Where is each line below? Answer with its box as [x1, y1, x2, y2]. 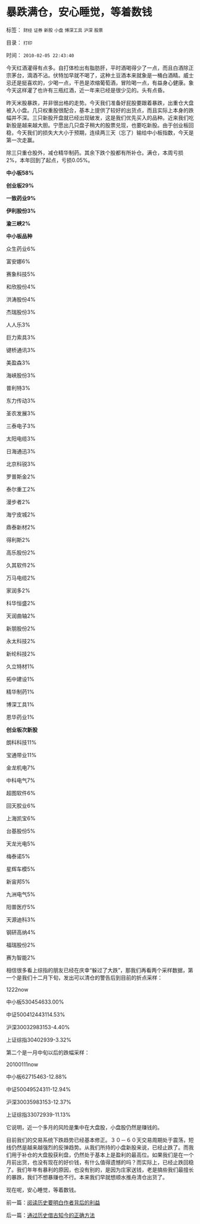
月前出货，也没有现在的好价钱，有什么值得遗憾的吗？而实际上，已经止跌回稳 [6, 1158, 194, 1166]
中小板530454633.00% [6, 998, 64, 1005]
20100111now [6, 1061, 39, 1068]
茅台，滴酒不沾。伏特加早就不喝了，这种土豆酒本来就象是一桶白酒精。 [11, 71, 183, 79]
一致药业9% [6, 194, 36, 201]
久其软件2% [6, 561, 36, 569]
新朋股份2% [6, 625, 36, 632]
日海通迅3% [6, 447, 36, 454]
